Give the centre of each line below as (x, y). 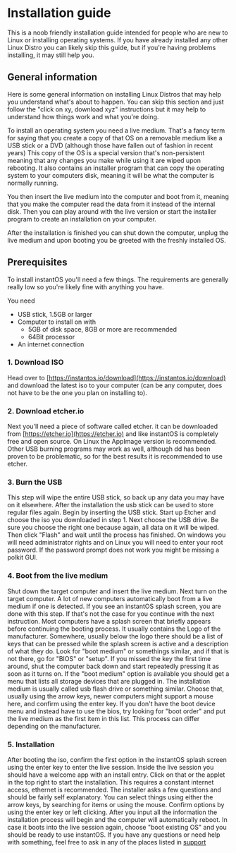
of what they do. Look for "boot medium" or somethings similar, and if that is (118, 651)
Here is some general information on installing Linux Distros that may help (114, 94)
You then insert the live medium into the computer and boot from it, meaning (118, 196)
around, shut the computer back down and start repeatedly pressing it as (113, 666)
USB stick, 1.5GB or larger (55, 314)
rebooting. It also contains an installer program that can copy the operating (116, 168)
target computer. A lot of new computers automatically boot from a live (110, 598)
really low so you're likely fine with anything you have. (86, 286)
